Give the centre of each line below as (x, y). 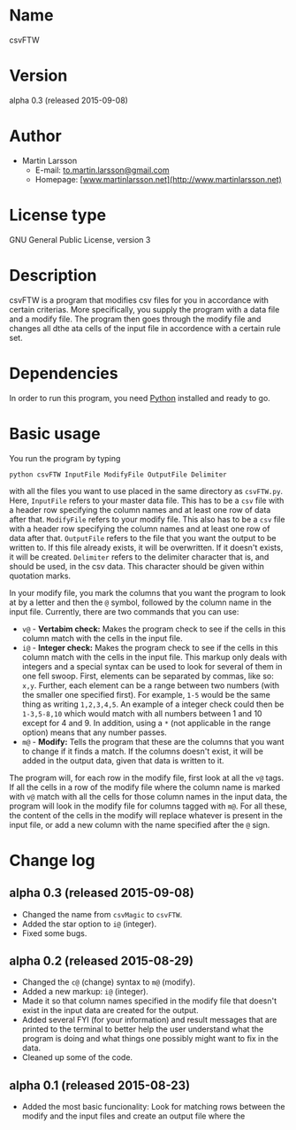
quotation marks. (40, 576)
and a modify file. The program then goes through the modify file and (135, 319)
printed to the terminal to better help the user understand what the (143, 1029)
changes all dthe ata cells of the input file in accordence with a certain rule (145, 328)
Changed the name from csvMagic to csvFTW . (102, 914)
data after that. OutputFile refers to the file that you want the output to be (143, 538)
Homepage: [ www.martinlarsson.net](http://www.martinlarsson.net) (159, 179)
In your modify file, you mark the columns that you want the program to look (148, 592)
